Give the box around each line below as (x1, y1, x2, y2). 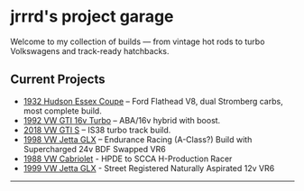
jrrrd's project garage (10, 6, 174, 27)
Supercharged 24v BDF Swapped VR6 (23, 143, 166, 154)
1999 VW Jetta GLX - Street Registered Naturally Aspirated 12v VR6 (23, 162, 275, 173)
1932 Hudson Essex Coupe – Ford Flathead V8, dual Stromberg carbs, (23, 95, 283, 106)
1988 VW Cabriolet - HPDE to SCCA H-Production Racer (23, 153, 233, 164)
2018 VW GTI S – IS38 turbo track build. (23, 124, 171, 135)
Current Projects (10, 72, 106, 87)
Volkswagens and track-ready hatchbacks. (10, 45, 170, 56)
